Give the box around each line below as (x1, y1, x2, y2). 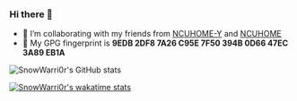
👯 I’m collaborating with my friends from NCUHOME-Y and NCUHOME (22, 29, 282, 39)
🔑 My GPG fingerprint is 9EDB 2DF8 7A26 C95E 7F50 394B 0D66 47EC (22, 38, 289, 48)
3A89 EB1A (22, 47, 66, 58)
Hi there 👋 (9, 8, 54, 21)
